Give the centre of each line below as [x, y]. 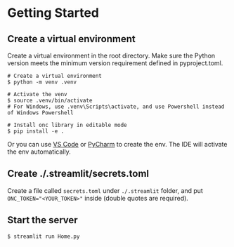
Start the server [43, 220]
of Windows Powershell [40, 113]
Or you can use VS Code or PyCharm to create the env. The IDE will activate [117, 144]
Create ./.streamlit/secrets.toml [78, 174]
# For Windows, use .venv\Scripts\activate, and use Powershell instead [116, 107]
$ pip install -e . [36, 131]
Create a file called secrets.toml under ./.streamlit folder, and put [105, 190]
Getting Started [53, 13]
